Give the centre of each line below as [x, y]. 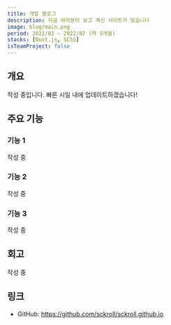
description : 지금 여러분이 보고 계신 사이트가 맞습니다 [79, 20]
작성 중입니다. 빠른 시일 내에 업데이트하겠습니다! [73, 95]
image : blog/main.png [39, 27]
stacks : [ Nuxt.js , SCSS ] [43, 40]
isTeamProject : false [39, 46]
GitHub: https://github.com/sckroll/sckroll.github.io [90, 314]
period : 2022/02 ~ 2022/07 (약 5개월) [61, 33]
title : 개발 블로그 [32, 14]
